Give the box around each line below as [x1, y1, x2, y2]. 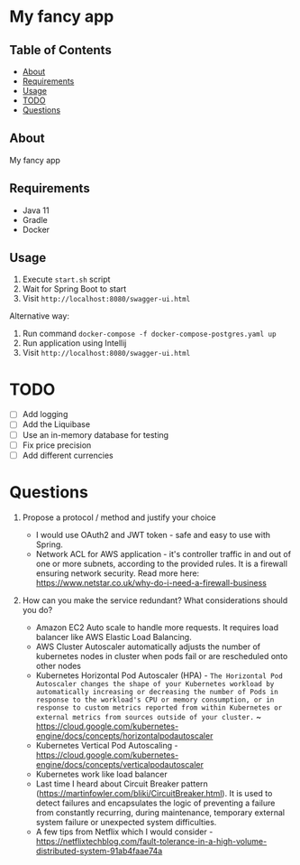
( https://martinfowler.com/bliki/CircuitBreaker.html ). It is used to [35, 787, 273, 798]
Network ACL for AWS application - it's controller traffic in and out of [35, 548, 291, 559]
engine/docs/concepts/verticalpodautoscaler [35, 758, 205, 769]
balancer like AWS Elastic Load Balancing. [35, 631, 192, 642]
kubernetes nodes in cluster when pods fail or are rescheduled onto [35, 650, 288, 661]
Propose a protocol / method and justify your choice [22, 512, 216, 523]
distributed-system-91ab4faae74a [35, 845, 163, 856]
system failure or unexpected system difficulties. [35, 816, 217, 827]
